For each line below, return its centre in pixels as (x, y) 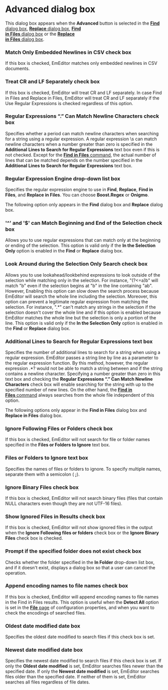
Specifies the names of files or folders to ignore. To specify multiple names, (83, 469)
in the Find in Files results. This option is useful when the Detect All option (82, 602)
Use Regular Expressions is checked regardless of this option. (69, 103)
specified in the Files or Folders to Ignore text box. (58, 445)
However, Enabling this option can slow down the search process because (82, 291)
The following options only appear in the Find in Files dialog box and (76, 410)
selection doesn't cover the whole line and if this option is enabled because (83, 312)
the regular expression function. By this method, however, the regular (77, 363)
